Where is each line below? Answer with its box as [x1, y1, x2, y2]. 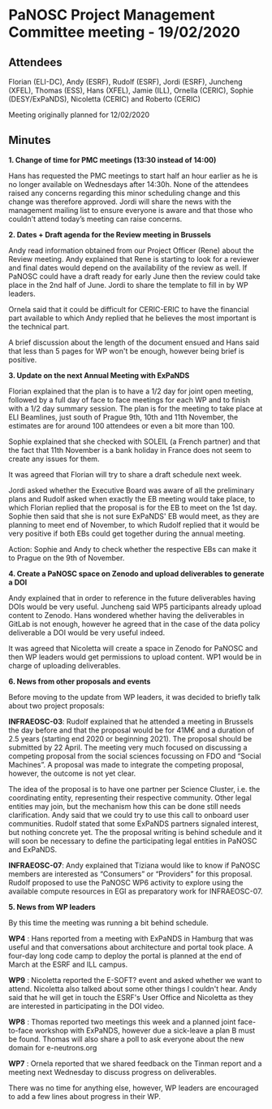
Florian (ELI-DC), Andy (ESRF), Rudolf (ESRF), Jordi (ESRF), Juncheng [8, 77, 243, 86]
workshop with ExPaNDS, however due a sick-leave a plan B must [35, 1025, 256, 1035]
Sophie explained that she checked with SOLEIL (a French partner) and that [8, 437, 261, 446]
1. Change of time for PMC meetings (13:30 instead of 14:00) [8, 154, 217, 164]
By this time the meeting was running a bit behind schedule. [8, 917, 209, 928]
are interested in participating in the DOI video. [8, 1001, 165, 1011]
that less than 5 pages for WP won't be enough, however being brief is [8, 346, 245, 355]
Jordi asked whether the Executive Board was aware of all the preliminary [8, 485, 255, 495]
